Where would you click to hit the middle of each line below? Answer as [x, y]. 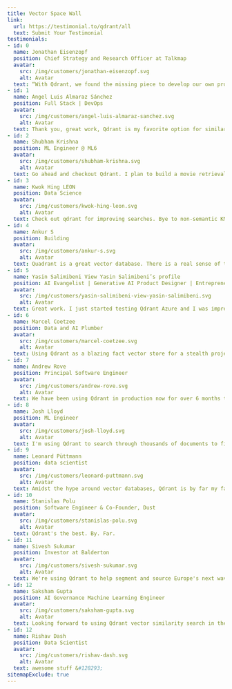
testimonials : [28, 39]
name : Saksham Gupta [43, 591]
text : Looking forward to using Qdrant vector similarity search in [114, 623]
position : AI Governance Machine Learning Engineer [89, 598]
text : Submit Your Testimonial [58, 33]
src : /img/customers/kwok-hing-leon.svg [78, 206]
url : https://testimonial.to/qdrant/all [72, 26]
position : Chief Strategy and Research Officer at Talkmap [100, 59]
